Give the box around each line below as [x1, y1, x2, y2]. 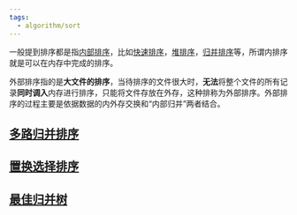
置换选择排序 [9, 159, 80, 174]
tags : [9, 12, 29, 22]
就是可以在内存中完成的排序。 [9, 57, 118, 68]
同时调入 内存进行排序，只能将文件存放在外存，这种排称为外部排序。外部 [17, 87, 280, 98]
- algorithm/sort [17, 21, 81, 30]
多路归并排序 [9, 126, 80, 141]
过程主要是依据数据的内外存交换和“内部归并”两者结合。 [24, 98, 225, 108]
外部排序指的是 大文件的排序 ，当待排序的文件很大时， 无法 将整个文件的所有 [9, 76, 280, 86]
